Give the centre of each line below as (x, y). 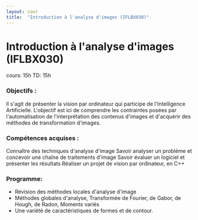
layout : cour (22, 12)
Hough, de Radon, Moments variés (57, 205)
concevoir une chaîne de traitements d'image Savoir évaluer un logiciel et (95, 157)
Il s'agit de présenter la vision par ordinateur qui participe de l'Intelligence (96, 104)
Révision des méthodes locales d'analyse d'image (76, 192)
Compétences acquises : (43, 138)
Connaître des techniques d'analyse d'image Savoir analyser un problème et (99, 151)
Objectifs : (21, 91)
